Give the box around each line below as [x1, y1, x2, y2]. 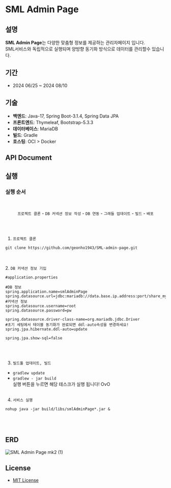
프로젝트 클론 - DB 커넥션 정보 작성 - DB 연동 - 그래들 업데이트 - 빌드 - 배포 [17, 210, 154, 216]
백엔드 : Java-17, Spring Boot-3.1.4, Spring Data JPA [12, 113, 119, 119]
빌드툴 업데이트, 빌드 [12, 360, 51, 366]
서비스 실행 [12, 397, 33, 403]
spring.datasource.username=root [5, 303, 76, 308]
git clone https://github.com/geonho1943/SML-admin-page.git [5, 245, 138, 250]
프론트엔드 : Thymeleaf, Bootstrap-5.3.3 [12, 119, 94, 125]
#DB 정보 [5, 284, 22, 290]
